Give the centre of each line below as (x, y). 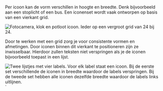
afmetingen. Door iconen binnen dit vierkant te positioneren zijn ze (72, 46)
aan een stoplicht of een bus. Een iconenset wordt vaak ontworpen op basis (81, 12)
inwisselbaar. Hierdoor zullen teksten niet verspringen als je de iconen (75, 52)
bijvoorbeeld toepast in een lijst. (37, 57)
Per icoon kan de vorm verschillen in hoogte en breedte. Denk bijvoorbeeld (80, 7)
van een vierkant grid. (27, 17)
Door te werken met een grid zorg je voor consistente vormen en (70, 41)
